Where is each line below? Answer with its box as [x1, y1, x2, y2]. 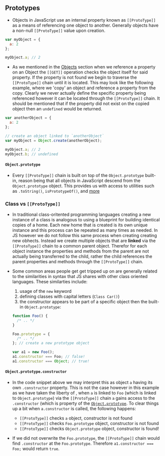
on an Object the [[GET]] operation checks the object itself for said [12, 69, 148, 75]
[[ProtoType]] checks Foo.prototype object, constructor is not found [19, 421, 159, 426]
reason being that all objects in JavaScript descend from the [18, 177, 141, 183]
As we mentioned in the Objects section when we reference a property [12, 64, 156, 70]
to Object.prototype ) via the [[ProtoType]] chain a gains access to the [12, 395, 156, 401]
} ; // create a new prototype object [12, 341, 90, 346]
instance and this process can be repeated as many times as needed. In [12, 227, 158, 233]
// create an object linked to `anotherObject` [5, 133, 105, 139]
